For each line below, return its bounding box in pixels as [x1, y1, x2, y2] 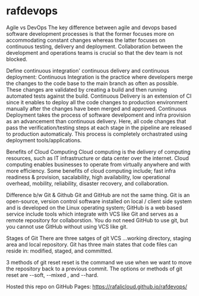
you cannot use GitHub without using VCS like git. [6, 223, 128, 230]
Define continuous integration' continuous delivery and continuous [6, 67, 169, 74]
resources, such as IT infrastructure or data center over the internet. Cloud [6, 154, 189, 161]
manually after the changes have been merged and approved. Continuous [6, 105, 187, 112]
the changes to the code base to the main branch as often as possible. [6, 79, 179, 87]
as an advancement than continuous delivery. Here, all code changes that [6, 117, 187, 124]
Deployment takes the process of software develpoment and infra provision [6, 111, 191, 119]
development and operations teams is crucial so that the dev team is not [6, 49, 183, 56]
